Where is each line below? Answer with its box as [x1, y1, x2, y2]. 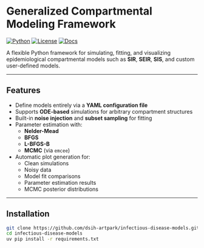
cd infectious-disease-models [6, 230, 83, 236]
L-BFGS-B [24, 140, 50, 147]
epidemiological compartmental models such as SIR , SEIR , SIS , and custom [6, 55, 195, 63]
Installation [6, 208, 50, 219]
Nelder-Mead [24, 127, 59, 134]
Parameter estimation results [24, 179, 97, 186]
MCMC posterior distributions [24, 185, 99, 193]
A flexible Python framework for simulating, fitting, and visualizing [6, 49, 171, 56]
